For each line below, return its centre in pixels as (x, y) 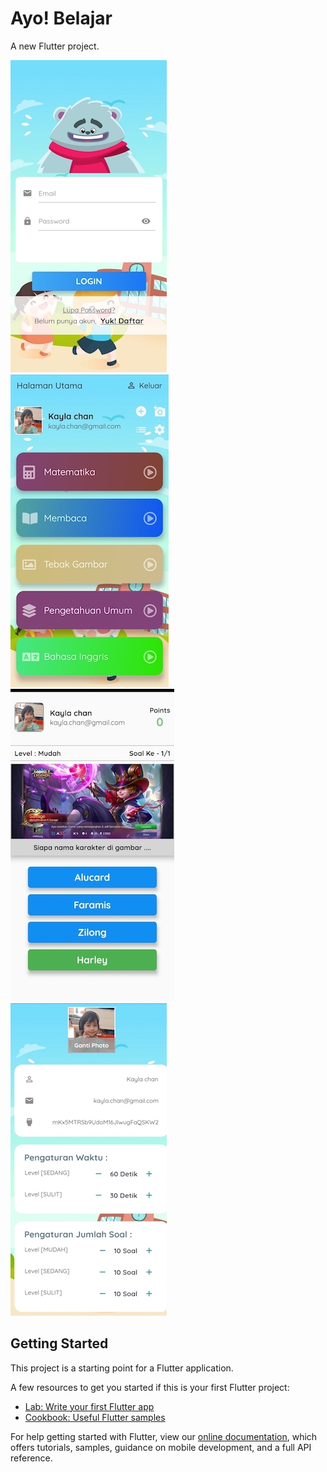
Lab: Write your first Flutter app (89, 1406)
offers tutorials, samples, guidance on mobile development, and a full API (161, 1447)
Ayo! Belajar (61, 18)
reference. (31, 1458)
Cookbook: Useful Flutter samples (95, 1417)
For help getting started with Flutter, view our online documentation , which (164, 1436)
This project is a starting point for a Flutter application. (122, 1368)
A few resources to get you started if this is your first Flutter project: (150, 1387)
